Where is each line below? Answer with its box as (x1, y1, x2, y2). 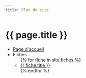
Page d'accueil (12, 46, 44, 52)
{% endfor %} (20, 67, 50, 73)
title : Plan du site (5, 7, 49, 13)
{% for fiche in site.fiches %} (20, 57, 81, 63)
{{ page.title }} (5, 29, 68, 41)
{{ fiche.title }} (20, 62, 50, 68)
